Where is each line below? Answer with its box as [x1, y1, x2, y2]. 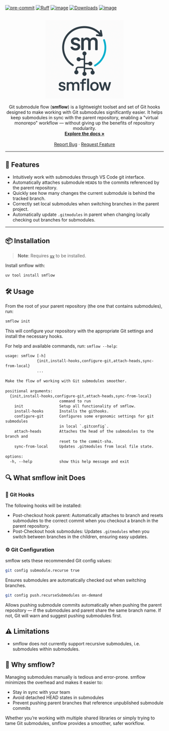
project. [12, 206, 29, 212]
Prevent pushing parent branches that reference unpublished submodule [12, 700, 163, 706]
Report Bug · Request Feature [54, 141, 115, 147]
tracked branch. [12, 195, 46, 201]
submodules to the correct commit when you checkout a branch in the [12, 518, 158, 524]
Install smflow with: [5, 262, 45, 268]
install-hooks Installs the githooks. [14, 409, 109, 414]
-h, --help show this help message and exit [10, 459, 129, 464]
